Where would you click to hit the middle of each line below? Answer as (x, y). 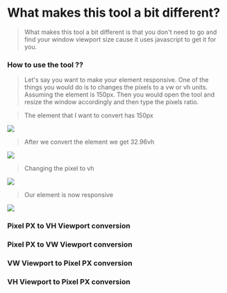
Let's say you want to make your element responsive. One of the (116, 80)
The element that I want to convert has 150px (89, 115)
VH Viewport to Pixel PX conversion (69, 281)
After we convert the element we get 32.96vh (89, 142)
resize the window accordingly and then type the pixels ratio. (111, 102)
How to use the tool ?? (45, 65)
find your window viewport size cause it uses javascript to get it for (120, 39)
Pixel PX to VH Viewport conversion (69, 226)
